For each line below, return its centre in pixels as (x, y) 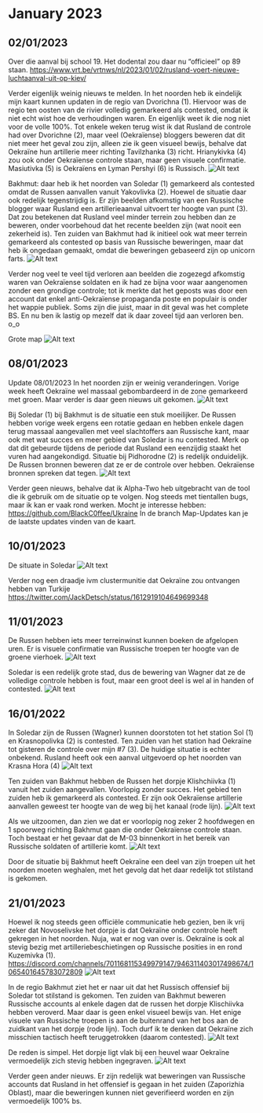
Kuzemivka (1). (32, 955)
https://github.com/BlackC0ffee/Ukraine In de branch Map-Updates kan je (128, 513)
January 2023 (55, 14)
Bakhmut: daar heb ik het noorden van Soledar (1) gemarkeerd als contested (131, 184)
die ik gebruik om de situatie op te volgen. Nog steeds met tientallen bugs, (128, 496)
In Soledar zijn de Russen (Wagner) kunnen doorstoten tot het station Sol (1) (131, 733)
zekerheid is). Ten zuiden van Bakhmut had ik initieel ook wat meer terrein (128, 234)
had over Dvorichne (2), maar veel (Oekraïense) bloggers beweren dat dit (127, 135)
